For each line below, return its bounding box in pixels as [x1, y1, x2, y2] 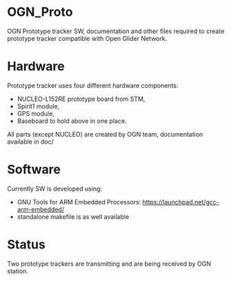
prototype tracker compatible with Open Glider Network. [7, 34, 168, 42]
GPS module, [17, 109, 55, 117]
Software [7, 162, 61, 177]
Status [7, 237, 46, 252]
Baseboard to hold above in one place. [17, 117, 127, 125]
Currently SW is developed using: [7, 184, 102, 193]
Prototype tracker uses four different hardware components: [7, 81, 179, 90]
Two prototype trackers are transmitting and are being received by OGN [7, 260, 212, 268]
